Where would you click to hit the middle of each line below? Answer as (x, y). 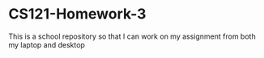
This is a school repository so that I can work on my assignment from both (132, 36)
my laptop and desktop (47, 44)
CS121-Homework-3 (77, 14)
